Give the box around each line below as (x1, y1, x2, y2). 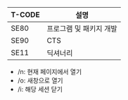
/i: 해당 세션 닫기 (17, 85, 63, 93)
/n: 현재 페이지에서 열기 (17, 68, 82, 76)
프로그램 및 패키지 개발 (46, 24, 117, 34)
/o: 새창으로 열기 (17, 76, 63, 85)
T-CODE (11, 10, 40, 20)
